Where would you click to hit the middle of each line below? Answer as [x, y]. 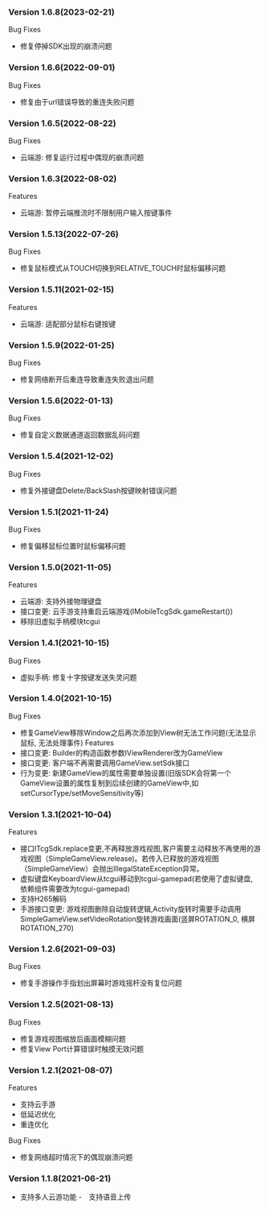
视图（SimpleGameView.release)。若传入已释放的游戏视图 [123, 859]
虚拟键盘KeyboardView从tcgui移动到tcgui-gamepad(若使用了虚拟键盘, [136, 879]
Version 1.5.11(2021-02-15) [61, 290]
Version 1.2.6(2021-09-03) [62, 949]
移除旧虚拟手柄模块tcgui [60, 622]
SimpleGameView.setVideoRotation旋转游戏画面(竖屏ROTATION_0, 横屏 [137, 919]
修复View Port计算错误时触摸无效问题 [82, 1049]
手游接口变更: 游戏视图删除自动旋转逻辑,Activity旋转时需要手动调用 [130, 909]
